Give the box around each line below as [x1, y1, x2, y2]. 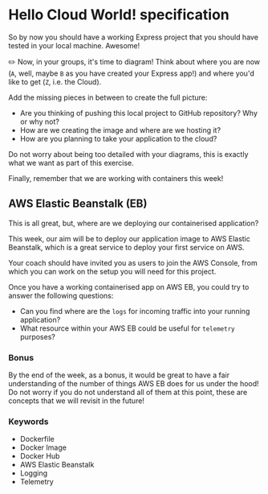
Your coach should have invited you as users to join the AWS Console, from [8, 257, 258, 267]
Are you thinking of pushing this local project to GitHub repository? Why [19, 108, 258, 117]
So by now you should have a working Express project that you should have [8, 32, 259, 42]
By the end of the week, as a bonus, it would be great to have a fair [8, 370, 230, 380]
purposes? [19, 331, 56, 341]
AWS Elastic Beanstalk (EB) [8, 197, 148, 211]
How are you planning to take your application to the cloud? [19, 134, 217, 143]
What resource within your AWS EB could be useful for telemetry [19, 323, 235, 333]
